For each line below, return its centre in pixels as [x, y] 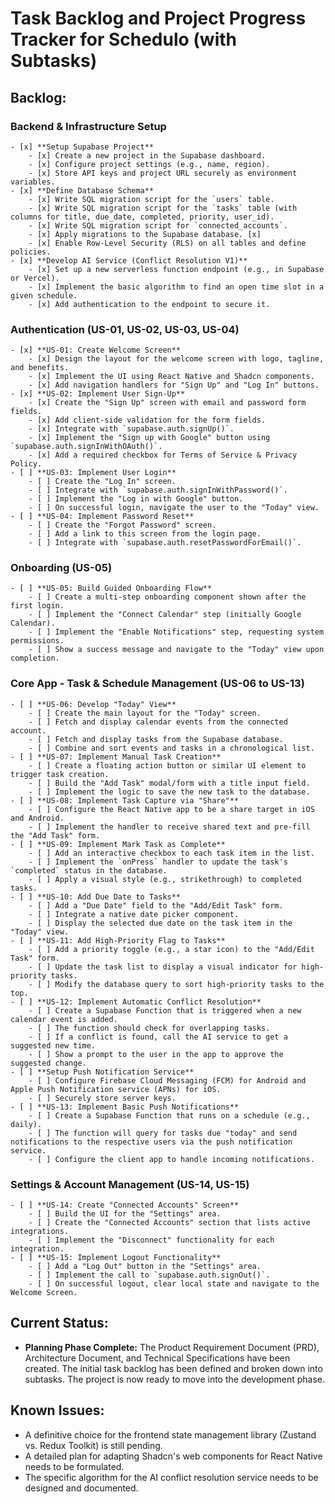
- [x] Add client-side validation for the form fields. [147, 420]
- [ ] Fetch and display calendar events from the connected [158, 722]
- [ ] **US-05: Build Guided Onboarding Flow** [111, 588]
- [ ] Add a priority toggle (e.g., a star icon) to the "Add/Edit [171, 949]
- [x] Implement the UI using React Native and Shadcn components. [171, 377]
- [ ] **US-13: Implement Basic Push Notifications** [125, 1107]
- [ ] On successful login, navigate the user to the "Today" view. [174, 508]
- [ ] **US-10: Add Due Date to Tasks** [96, 897]
